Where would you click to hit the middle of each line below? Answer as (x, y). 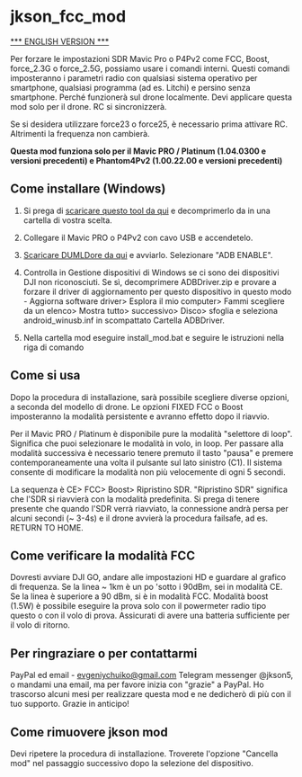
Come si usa (45, 375)
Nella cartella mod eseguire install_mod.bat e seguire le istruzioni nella (154, 337)
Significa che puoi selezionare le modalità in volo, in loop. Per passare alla (147, 443)
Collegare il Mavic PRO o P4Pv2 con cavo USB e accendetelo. (138, 237)
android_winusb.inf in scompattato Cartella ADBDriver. (124, 320)
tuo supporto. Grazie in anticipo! (70, 704)
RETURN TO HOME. (47, 527)
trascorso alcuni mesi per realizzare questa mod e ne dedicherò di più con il (151, 694)
